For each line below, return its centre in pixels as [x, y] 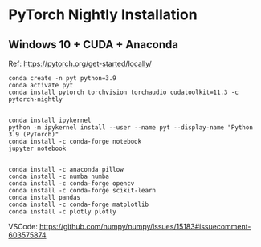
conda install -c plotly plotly [62, 212]
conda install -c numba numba [59, 176]
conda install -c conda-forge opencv [71, 184]
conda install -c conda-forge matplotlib [79, 204]
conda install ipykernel [50, 120]
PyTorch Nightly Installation [103, 15]
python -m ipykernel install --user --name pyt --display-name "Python [130, 128]
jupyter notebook [37, 148]
